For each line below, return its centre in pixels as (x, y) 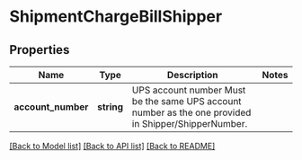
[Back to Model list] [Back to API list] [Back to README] (112, 146)
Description (192, 75)
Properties (40, 50)
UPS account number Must (189, 90)
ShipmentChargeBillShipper (116, 17)
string (111, 107)
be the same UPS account (187, 101)
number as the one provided (191, 112)
